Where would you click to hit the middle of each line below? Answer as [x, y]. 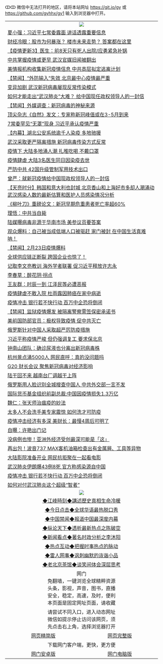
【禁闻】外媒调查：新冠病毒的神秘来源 [51, 105]
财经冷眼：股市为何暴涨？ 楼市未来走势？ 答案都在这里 [70, 42]
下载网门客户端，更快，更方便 [81, 645]
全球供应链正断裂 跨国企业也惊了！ [47, 257]
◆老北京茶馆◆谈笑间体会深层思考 [81, 565]
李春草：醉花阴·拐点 [30, 275]
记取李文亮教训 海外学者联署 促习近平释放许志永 [62, 266]
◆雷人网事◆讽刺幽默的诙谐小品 [81, 555]
